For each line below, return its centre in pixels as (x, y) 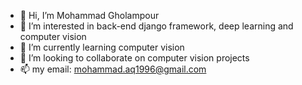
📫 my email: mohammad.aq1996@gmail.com (113, 69)
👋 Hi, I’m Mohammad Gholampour (89, 15)
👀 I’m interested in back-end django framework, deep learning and (156, 26)
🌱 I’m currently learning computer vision (102, 47)
